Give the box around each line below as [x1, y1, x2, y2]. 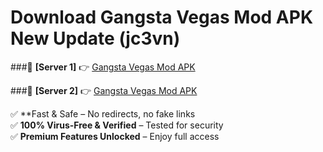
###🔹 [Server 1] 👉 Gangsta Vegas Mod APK [10, 61, 196, 73]
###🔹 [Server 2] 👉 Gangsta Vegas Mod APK [10, 84, 198, 96]
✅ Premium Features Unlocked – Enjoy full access [10, 130, 220, 142]
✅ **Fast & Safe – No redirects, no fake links [10, 107, 196, 120]
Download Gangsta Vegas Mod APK [10, 6, 314, 29]
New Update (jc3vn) [10, 27, 181, 50]
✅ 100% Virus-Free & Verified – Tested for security [10, 119, 224, 131]
